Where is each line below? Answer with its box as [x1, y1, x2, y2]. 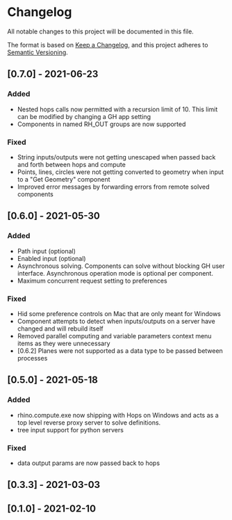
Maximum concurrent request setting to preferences [17, 276, 168, 285]
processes [17, 354, 48, 362]
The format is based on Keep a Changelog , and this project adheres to [7, 40, 208, 49]
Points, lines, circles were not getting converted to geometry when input [17, 168, 224, 176]
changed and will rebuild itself [17, 324, 103, 333]
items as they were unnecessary [17, 339, 110, 347]
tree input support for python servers [17, 425, 124, 434]
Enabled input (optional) [17, 254, 86, 262]
